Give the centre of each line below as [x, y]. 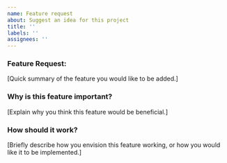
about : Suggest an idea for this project [68, 20]
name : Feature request [40, 14]
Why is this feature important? [60, 96]
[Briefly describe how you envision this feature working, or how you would [114, 145]
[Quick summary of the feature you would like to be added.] [93, 79]
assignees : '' [28, 40]
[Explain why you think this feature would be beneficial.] [88, 112]
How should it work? [42, 130]
